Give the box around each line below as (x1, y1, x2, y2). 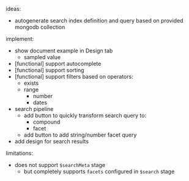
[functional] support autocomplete (14, 60, 102, 67)
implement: (6, 35, 34, 42)
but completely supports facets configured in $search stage (23, 168, 175, 175)
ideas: (6, 5, 21, 12)
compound (32, 118, 61, 126)
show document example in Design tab (14, 47, 113, 54)
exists (23, 79, 39, 87)
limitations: (6, 149, 34, 157)
